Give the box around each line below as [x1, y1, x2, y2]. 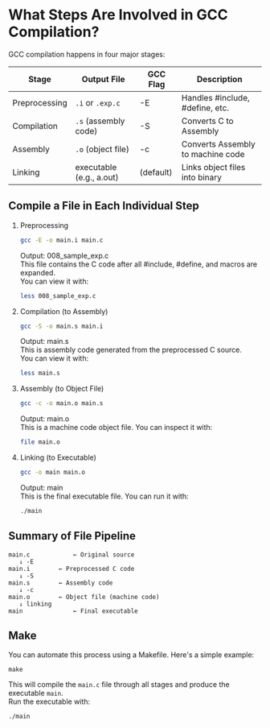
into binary [181, 172, 223, 183]
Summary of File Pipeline [8, 529, 137, 543]
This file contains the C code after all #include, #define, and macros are [19, 259, 258, 269]
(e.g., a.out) [75, 172, 119, 183]
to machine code [181, 148, 245, 159]
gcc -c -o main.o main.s [19, 399, 104, 407]
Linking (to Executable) [19, 453, 96, 462]
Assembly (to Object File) [19, 384, 104, 394]
